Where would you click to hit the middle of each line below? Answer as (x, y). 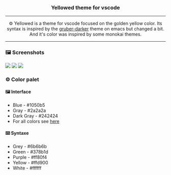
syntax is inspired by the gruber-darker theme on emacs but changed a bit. (85, 29)
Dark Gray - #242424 (35, 115)
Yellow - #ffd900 (30, 162)
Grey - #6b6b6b (30, 146)
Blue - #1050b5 (29, 105)
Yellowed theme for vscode (85, 8)
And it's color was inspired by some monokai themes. (85, 34)
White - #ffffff (27, 168)
